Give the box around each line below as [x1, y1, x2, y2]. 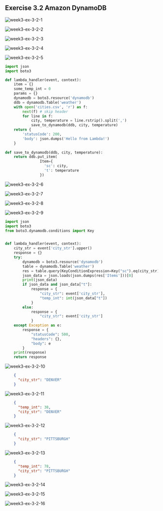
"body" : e [31, 341, 51, 346]
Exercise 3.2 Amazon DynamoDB [5, 4, 107, 12]
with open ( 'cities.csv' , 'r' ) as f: [14, 104, 88, 109]
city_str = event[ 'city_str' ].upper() [14, 246, 92, 251]
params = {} [14, 91, 38, 96]
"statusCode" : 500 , [31, 332, 70, 337]
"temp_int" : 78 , [17, 464, 51, 469]
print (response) [14, 350, 47, 355]
